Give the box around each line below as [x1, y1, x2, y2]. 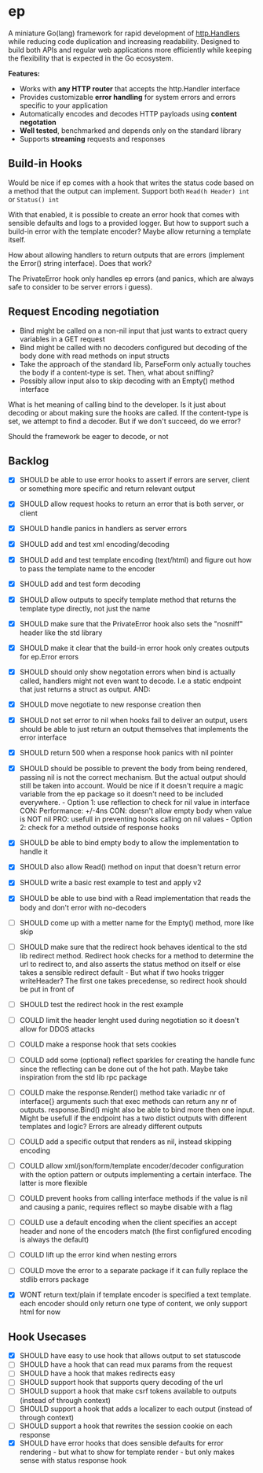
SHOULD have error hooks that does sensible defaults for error [19, 1438, 224, 1448]
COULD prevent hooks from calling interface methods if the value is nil [19, 1194, 248, 1203]
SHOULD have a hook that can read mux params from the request [19, 1360, 233, 1369]
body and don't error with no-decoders [19, 903, 147, 912]
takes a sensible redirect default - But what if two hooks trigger [19, 967, 225, 977]
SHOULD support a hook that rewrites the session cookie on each [19, 1421, 233, 1431]
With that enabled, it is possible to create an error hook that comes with [8, 209, 239, 219]
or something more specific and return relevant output [19, 484, 195, 493]
